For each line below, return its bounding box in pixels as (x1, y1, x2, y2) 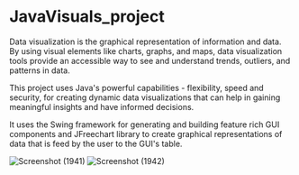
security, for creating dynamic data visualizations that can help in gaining (9, 92, 281, 103)
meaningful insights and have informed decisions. (9, 101, 195, 112)
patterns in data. (9, 65, 70, 76)
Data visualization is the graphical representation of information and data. (9, 36, 282, 47)
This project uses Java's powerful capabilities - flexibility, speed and (9, 82, 264, 93)
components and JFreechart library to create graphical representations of (9, 128, 283, 139)
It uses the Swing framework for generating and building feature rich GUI (9, 119, 280, 130)
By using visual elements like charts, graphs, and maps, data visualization (9, 45, 283, 56)
